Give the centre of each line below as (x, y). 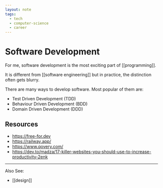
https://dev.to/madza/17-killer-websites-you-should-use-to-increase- (81, 151)
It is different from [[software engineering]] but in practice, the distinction (78, 75)
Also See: (15, 170)
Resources (22, 124)
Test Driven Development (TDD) (44, 99)
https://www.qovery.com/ (38, 146)
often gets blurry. (22, 80)
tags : (10, 14)
